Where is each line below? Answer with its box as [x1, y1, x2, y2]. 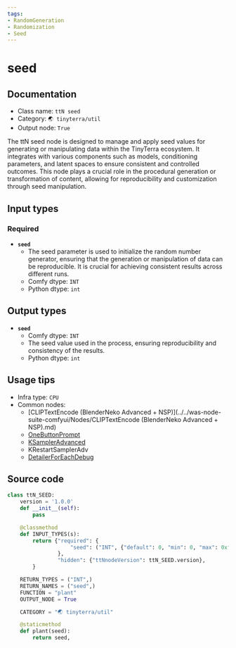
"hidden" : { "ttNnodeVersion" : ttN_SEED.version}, [57, 557, 206, 564]
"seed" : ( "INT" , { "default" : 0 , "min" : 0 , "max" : [70, 544, 218, 551]
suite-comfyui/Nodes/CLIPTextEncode [27, 415, 140, 423]
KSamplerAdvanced [27, 437, 86, 446]
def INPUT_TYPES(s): [20, 530, 80, 537]
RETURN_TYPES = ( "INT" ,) [20, 576, 93, 583]
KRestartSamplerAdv [27, 445, 89, 454]
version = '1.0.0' [20, 498, 74, 506]
